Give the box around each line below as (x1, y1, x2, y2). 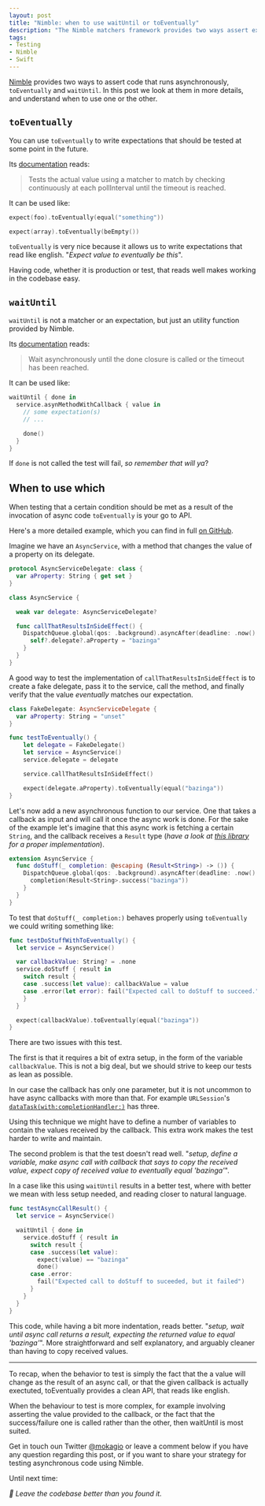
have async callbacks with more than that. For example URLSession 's (9, 1093, 230, 1103)
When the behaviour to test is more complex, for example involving (9, 1400, 226, 1411)
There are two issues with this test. (9, 1038, 123, 1047)
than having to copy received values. (9, 1346, 129, 1355)
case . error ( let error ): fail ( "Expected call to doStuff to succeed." (23, 987, 259, 995)
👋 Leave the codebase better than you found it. (9, 1489, 162, 1498)
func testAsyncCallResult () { (9, 1205, 109, 1213)
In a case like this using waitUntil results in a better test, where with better (9, 1181, 252, 1191)
